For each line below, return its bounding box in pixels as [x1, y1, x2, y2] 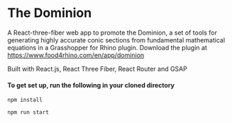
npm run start [7, 109, 50, 116]
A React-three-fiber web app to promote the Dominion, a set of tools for [7, 28, 218, 37]
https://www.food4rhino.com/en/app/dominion [7, 51, 145, 59]
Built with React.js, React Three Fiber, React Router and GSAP [7, 64, 188, 73]
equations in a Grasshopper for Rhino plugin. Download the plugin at [7, 43, 207, 52]
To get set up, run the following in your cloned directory [7, 81, 175, 89]
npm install [7, 97, 43, 104]
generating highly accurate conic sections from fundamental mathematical [7, 35, 226, 44]
